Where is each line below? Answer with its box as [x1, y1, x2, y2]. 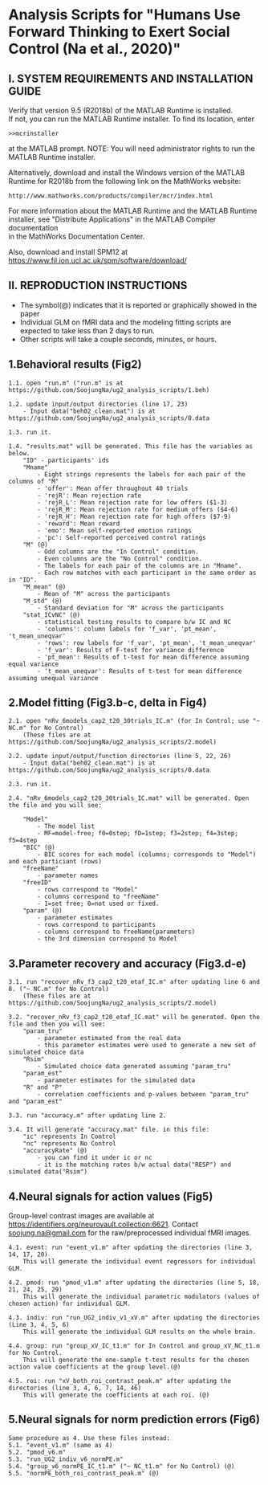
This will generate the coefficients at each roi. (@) [22, 1391, 210, 1399]
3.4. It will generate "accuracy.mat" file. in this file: [8, 1126, 210, 1134]
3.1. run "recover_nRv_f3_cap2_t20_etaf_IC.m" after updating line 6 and [8, 978, 261, 986]
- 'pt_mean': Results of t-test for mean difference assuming [37, 653, 250, 661]
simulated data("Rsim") [8, 1168, 88, 1176]
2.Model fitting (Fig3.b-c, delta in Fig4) [8, 696, 207, 710]
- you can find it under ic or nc [37, 1154, 152, 1162]
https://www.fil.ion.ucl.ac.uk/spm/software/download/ [8, 255, 187, 265]
